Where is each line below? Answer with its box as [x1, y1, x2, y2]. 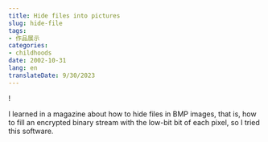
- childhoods [8, 49, 52, 57]
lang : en [8, 64, 38, 72]
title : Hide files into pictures [8, 11, 121, 20]
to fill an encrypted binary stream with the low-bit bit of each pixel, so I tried [8, 117, 260, 127]
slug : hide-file [8, 19, 63, 27]
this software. [8, 126, 54, 136]
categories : [8, 42, 48, 50]
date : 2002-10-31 [8, 57, 67, 65]
